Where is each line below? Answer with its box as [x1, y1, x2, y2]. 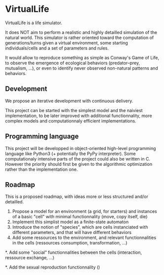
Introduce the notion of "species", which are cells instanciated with [12, 224, 148, 230]
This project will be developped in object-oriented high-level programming [5, 145, 156, 151]
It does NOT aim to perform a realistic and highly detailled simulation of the [5, 29, 158, 35]
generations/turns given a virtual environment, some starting [5, 39, 128, 45]
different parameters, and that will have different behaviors [12, 230, 132, 236]
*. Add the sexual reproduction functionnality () [5, 264, 100, 270]
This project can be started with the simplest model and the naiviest [5, 107, 143, 113]
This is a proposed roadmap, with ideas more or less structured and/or [5, 194, 149, 199]
